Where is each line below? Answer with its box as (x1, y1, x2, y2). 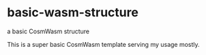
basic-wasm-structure (7, 5, 138, 20)
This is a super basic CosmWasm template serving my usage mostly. (7, 40, 200, 48)
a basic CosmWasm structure (7, 27, 90, 35)
